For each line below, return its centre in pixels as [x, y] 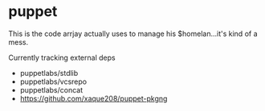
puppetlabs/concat [51, 89]
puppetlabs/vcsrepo [53, 81]
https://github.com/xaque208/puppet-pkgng [94, 98]
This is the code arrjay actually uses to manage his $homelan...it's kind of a [133, 34]
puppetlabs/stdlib [49, 73]
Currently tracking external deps [62, 57]
